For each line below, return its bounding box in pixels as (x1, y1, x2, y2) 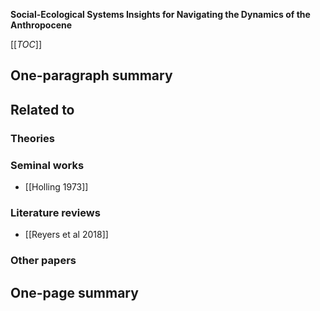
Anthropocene (10, 19, 73, 31)
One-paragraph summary (10, 67, 173, 84)
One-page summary (10, 284, 139, 301)
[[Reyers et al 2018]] (24, 229, 109, 241)
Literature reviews (10, 205, 101, 219)
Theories (10, 131, 55, 145)
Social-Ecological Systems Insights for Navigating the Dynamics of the (10, 9, 311, 20)
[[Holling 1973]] (24, 181, 89, 193)
